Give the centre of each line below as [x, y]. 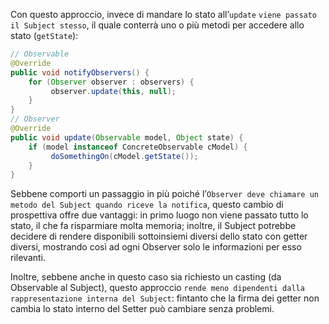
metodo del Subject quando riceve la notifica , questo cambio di [147, 205]
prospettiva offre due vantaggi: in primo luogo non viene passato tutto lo [159, 215]
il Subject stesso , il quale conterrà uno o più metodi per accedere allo [157, 25]
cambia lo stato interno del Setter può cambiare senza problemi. [142, 309]
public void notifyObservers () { [80, 72]
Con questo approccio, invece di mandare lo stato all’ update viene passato [164, 14]
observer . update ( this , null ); [113, 91]
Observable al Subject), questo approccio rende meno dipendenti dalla [157, 288]
